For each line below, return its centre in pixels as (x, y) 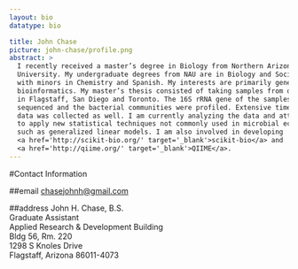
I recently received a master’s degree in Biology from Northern (141, 66)
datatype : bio (35, 26)
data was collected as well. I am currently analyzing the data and (146, 116)
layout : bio (31, 17)
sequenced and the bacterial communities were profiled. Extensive (145, 107)
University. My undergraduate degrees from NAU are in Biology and (145, 75)
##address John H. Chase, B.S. (67, 208)
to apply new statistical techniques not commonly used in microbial (148, 124)
